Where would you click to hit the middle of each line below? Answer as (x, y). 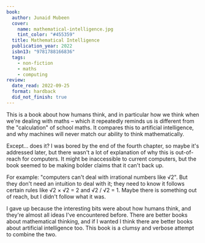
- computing (32, 74)
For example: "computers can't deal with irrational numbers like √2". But (97, 177)
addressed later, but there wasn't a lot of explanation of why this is (90, 152)
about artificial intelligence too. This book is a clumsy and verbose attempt (100, 228)
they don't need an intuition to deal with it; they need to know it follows (95, 183)
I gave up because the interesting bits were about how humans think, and (99, 208)
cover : (20, 23)
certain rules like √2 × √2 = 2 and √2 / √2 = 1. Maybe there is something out (102, 190)
